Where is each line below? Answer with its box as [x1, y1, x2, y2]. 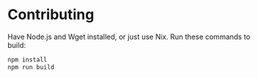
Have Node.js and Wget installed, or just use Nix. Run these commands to [7, 32, 251, 41]
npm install [7, 56, 47, 64]
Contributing [7, 6, 95, 24]
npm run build [7, 63, 55, 71]
